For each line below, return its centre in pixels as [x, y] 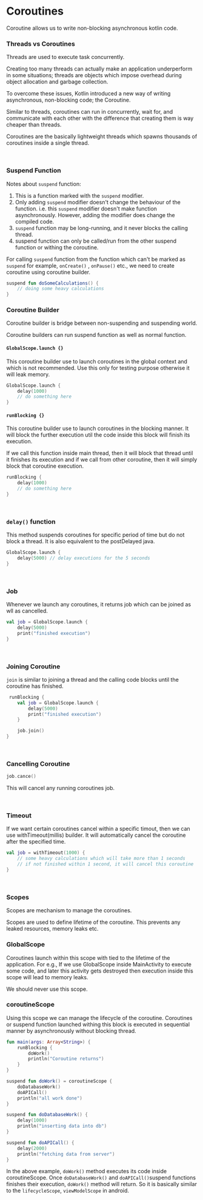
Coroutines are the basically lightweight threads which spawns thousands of [102, 137]
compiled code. [35, 221]
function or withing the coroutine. [57, 247]
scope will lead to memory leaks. [47, 977]
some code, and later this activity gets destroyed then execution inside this [100, 971]
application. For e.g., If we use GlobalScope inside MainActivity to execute [99, 964]
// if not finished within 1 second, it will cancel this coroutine [105, 864]
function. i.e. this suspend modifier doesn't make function [86, 209]
